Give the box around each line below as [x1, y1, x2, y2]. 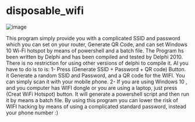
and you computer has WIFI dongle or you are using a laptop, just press [6, 84, 178, 91]
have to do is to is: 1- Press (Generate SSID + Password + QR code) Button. [6, 65, 186, 72]
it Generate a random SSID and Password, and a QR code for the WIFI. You [6, 72, 185, 79]
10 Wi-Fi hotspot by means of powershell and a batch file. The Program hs [6, 47, 185, 54]
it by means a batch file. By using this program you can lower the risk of [6, 96, 179, 103]
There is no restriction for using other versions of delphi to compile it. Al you [6, 60, 189, 67]
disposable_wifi [6, 4, 84, 18]
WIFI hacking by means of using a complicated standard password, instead [6, 103, 186, 110]
